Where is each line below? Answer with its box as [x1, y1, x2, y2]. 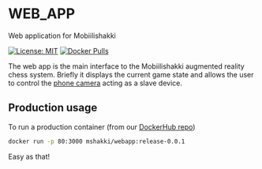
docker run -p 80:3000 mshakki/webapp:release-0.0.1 [8, 137, 185, 145]
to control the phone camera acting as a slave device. [8, 78, 183, 88]
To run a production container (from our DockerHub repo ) [8, 122, 196, 131]
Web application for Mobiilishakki [8, 31, 116, 40]
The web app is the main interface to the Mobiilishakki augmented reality [8, 61, 245, 71]
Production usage [8, 101, 98, 115]
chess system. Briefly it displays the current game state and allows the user [8, 69, 254, 79]
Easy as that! [8, 152, 50, 161]
